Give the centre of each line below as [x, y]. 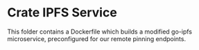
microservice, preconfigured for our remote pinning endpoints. [96, 38]
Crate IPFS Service [62, 13]
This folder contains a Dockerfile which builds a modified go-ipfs [100, 32]
